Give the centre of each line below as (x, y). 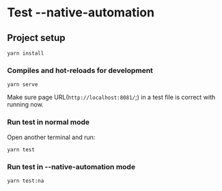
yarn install (26, 53)
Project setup (37, 38)
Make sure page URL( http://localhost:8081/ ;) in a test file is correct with (111, 98)
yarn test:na (26, 181)
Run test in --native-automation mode (71, 166)
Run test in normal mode (48, 122)
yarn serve (23, 85)
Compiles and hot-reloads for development (80, 70)
